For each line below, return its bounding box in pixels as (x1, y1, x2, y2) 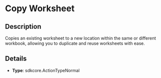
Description (5, 22, 41, 31)
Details (5, 55, 27, 63)
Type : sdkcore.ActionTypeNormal (12, 67, 80, 73)
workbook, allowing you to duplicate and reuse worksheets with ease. (5, 40, 145, 46)
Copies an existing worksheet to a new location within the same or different (5, 35, 157, 41)
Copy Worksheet (5, 3, 75, 14)
